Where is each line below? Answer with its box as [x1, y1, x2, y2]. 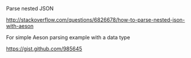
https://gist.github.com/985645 [6, 45, 82, 52]
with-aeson [6, 23, 34, 29]
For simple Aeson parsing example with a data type [6, 34, 130, 40]
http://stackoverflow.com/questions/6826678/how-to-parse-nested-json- [6, 16, 185, 23]
